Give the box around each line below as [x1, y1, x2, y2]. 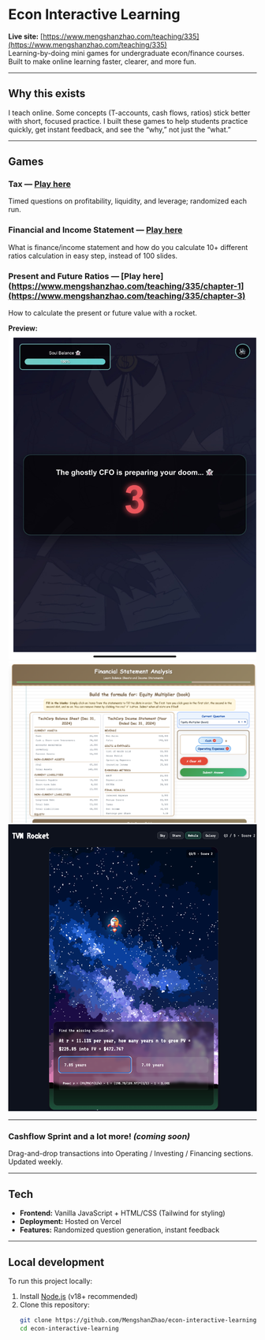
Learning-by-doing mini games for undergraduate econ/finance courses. [8, 48, 244, 58]
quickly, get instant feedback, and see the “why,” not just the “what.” [8, 125, 231, 134]
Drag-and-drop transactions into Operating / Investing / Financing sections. [8, 1149, 254, 1159]
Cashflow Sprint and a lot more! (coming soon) [8, 1130, 191, 1141]
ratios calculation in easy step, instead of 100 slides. [8, 251, 178, 260]
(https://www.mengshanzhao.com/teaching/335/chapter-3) [8, 290, 246, 301]
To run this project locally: [8, 1276, 93, 1286]
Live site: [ [8, 32, 43, 41]
